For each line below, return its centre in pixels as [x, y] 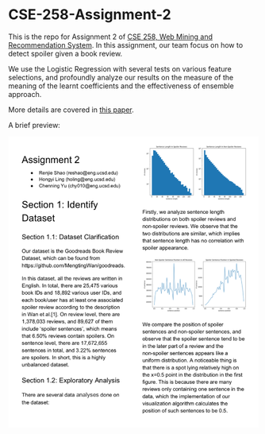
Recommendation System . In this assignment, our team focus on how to [126, 45]
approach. [25, 94]
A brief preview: [35, 125]
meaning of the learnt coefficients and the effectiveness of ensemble [121, 86]
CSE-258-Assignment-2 [90, 15]
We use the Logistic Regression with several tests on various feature [120, 68]
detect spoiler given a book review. [65, 53]
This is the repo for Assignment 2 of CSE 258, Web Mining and [110, 37]
